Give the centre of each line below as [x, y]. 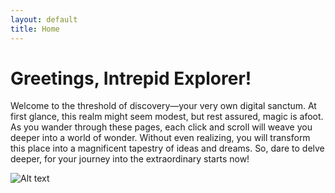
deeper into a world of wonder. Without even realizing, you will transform [160, 138]
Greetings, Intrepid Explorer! [131, 78]
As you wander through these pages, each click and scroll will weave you [161, 127]
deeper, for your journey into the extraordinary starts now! [130, 159]
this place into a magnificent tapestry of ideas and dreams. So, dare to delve [167, 148]
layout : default [44, 19]
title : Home [35, 29]
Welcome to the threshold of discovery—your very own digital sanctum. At [163, 106]
